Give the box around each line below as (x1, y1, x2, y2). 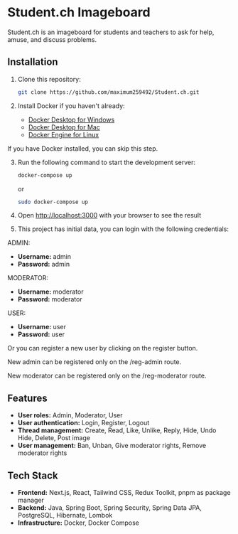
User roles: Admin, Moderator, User (17, 411, 123, 420)
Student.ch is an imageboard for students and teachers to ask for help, (7, 28, 215, 36)
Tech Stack (7, 469, 58, 481)
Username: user (17, 323, 66, 331)
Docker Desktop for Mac (28, 122, 101, 132)
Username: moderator (17, 287, 84, 296)
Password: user (17, 330, 65, 338)
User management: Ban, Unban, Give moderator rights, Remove (17, 442, 207, 450)
